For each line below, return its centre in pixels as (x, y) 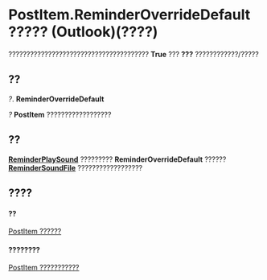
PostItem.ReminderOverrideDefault (129, 15)
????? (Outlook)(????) (83, 32)
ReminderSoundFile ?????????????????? (76, 167)
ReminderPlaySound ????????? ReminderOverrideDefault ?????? (117, 159)
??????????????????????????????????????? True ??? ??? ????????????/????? (133, 54)
